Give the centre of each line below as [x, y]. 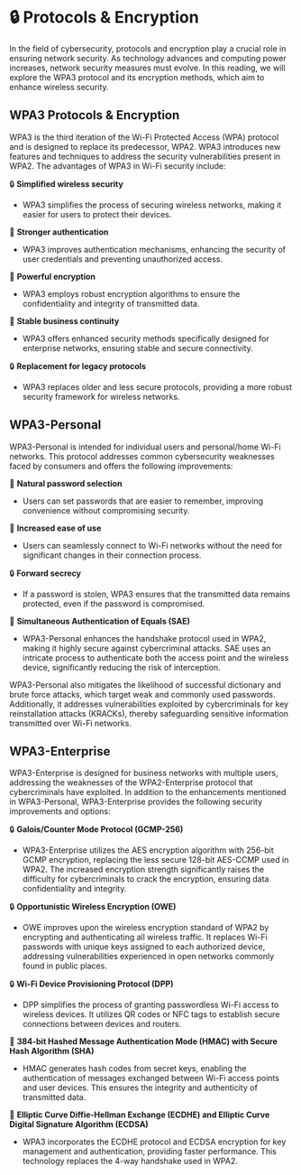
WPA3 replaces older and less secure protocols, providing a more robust [157, 387]
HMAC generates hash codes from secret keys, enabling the [134, 1069]
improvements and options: [60, 811]
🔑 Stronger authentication [59, 232]
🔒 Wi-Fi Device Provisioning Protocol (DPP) [91, 984]
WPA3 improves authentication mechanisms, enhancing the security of [154, 249]
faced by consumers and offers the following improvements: [121, 466]
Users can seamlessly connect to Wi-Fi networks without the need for [152, 545]
